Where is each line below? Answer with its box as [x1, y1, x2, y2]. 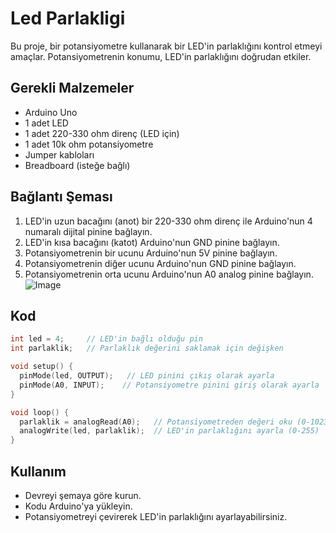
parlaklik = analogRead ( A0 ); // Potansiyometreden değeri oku [19, 417, 293, 427]
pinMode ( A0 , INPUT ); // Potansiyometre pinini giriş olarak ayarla [19, 380, 320, 390]
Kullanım [10, 463, 67, 480]
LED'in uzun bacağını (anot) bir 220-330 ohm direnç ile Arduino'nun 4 [24, 215, 313, 227]
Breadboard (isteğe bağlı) [24, 159, 131, 171]
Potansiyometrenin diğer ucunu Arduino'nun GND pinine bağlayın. [24, 257, 297, 269]
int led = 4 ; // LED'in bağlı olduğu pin [10, 334, 203, 344]
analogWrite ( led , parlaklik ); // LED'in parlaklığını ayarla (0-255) [19, 426, 320, 436]
